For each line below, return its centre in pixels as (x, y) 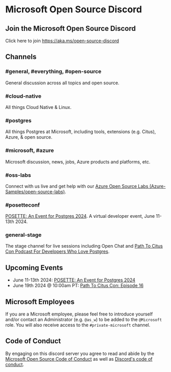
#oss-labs (18, 175)
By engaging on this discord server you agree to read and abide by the (80, 354)
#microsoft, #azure (30, 151)
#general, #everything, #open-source (53, 71)
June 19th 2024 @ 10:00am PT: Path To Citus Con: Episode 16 (78, 286)
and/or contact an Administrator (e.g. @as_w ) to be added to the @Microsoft (84, 320)
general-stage (24, 235)
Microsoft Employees (40, 302)
